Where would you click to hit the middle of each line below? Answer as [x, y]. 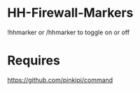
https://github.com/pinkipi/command [60, 80]
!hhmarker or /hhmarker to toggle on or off [69, 32]
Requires [34, 61]
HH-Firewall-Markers [70, 13]
